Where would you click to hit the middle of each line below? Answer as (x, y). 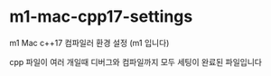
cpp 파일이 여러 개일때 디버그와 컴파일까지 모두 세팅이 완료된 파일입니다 (135, 62)
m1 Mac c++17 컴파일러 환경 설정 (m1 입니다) (89, 43)
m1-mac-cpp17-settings (101, 17)
